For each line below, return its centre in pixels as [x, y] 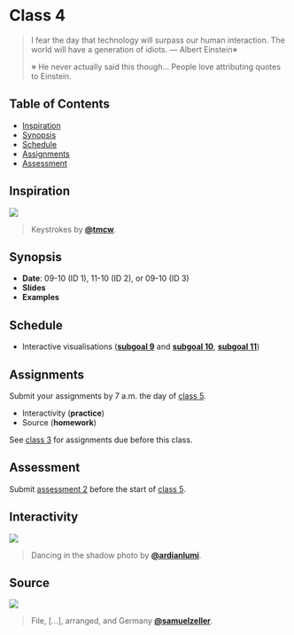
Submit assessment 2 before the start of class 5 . [97, 488]
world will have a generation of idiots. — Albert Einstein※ [134, 49]
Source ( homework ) [59, 422]
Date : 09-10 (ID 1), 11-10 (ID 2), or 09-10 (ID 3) [105, 278]
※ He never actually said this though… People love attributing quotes [156, 67]
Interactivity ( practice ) [63, 413]
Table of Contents [60, 104]
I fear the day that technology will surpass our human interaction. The [158, 40]
